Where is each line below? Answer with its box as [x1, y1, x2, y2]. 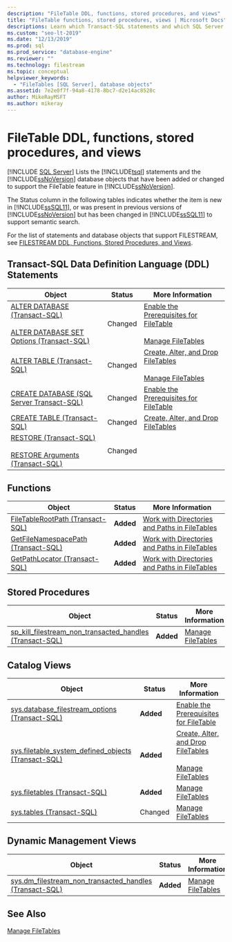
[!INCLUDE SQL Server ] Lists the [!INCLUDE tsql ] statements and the [7, 167, 202, 176]
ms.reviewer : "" [7, 55, 54, 62]
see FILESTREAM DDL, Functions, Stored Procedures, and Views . [7, 238, 193, 246]
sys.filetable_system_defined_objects [10, 746, 132, 756]
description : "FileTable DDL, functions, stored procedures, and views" [7, 10, 221, 17]
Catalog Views [7, 659, 71, 671]
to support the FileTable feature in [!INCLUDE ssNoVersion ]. [7, 182, 175, 190]
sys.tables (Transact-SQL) [10, 807, 98, 817]
